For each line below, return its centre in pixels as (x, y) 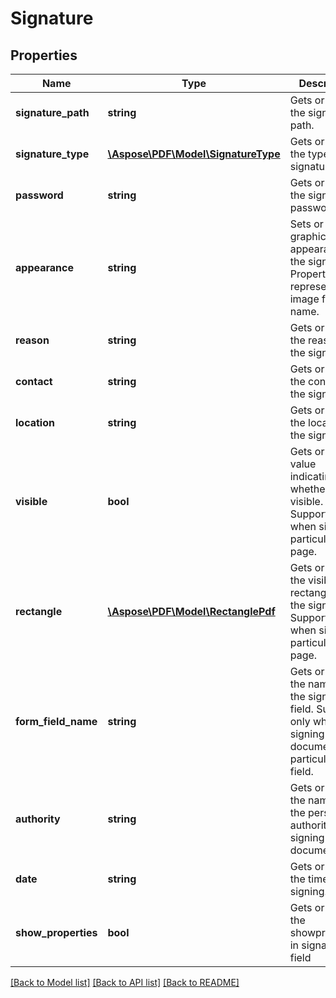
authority (38, 819)
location (35, 422)
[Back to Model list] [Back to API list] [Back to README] (125, 982)
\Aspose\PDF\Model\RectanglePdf (191, 611)
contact (34, 381)
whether (309, 489)
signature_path (52, 112)
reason (32, 340)
